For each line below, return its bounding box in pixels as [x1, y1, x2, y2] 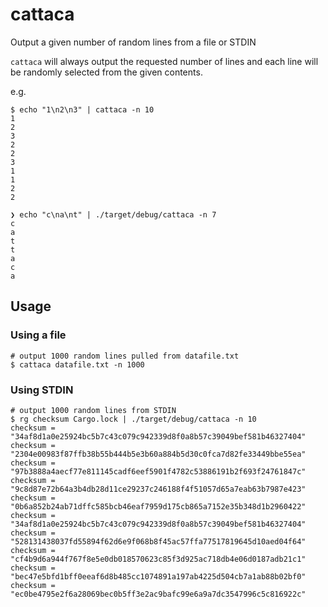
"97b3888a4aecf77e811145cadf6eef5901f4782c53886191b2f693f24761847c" [10, 466, 307, 477]
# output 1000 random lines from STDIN [10, 405, 177, 415]
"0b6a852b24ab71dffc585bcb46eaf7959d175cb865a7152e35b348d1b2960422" [10, 501, 307, 512]
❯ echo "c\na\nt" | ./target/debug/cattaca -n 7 [10, 209, 217, 220]
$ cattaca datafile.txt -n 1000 [10, 359, 145, 370]
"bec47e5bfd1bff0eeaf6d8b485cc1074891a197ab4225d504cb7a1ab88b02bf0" [10, 571, 307, 582]
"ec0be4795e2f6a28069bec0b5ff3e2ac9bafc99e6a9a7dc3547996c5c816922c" [10, 589, 307, 599]
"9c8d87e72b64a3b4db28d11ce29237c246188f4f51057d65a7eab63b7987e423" [10, 484, 307, 494]
